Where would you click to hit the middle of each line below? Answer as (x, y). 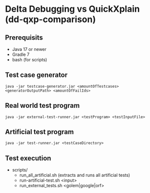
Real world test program (42, 106)
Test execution (28, 158)
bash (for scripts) (30, 60)
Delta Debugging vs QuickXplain (73, 9)
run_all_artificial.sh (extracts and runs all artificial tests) (75, 175)
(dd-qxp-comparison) (51, 19)
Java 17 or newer (29, 49)
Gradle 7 (21, 54)
